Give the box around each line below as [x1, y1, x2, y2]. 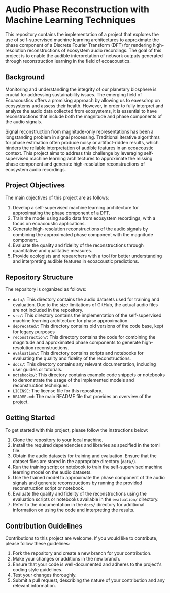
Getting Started [5, 413, 55, 422]
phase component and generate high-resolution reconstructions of [5, 161, 145, 167]
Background [5, 73, 45, 82]
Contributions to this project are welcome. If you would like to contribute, [5, 535, 158, 541]
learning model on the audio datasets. [12, 469, 92, 475]
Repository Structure [5, 273, 74, 281]
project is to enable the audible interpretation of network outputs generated [5, 52, 163, 59]
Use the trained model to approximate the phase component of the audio [12, 475, 165, 481]
